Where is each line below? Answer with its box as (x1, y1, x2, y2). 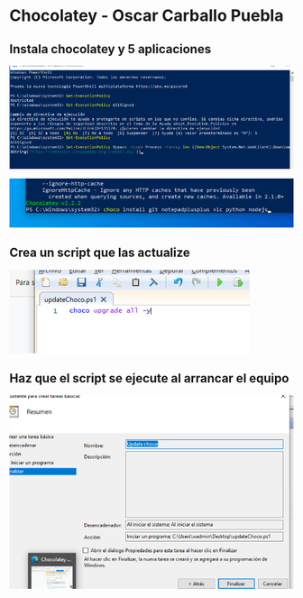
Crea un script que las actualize (9, 245, 191, 261)
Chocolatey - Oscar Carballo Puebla (9, 5, 284, 26)
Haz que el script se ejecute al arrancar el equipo (9, 371, 289, 386)
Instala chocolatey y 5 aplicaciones (9, 41, 212, 57)
